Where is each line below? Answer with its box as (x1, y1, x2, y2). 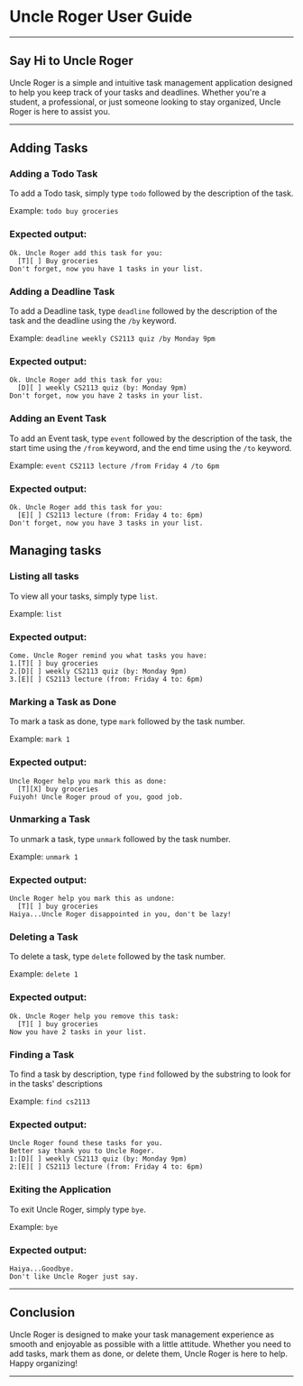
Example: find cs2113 (9, 1096, 91, 1106)
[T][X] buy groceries (17, 785, 99, 794)
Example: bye (9, 1221, 59, 1232)
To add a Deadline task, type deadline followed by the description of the (9, 306, 278, 317)
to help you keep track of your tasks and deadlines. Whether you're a (9, 87, 267, 97)
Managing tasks (9, 543, 102, 558)
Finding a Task (9, 1048, 75, 1060)
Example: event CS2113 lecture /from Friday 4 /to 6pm (9, 460, 220, 471)
